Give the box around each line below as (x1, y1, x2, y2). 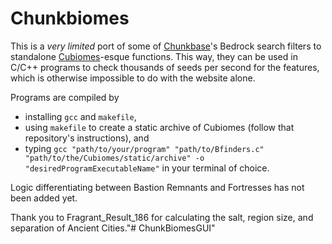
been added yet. (10, 192, 78, 204)
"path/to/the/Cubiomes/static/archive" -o (24, 153, 205, 163)
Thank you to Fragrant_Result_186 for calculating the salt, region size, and (10, 211, 314, 223)
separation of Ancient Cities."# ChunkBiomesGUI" (10, 222, 216, 234)
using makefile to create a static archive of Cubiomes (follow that (24, 121, 295, 133)
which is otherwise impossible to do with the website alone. (10, 72, 256, 84)
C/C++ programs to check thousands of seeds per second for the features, (10, 61, 320, 73)
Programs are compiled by (10, 91, 120, 103)
